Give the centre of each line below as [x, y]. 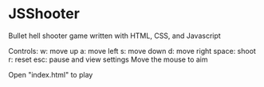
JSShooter [44, 14]
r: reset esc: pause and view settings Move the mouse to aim [108, 59]
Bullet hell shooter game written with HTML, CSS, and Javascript [114, 36]
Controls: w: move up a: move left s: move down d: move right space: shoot [132, 51]
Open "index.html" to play [51, 74]
